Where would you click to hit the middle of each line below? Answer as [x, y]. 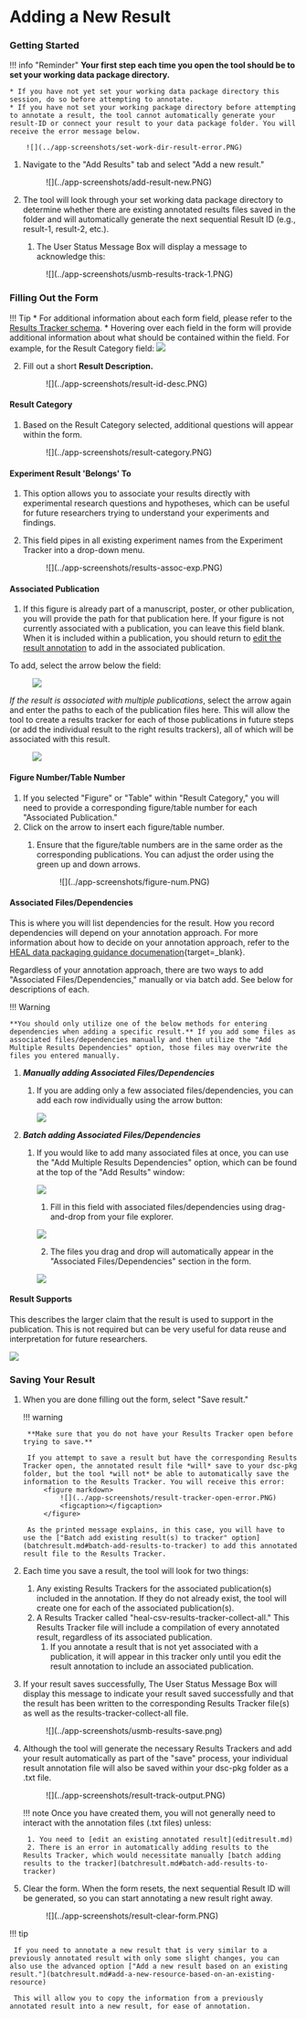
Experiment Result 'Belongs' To [70, 473]
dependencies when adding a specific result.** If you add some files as [153, 1031]
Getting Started [44, 46]
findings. [39, 523]
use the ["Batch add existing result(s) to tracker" [125, 1538]
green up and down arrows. [88, 864]
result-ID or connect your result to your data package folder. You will [153, 124]
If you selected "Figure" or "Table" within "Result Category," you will [151, 798]
